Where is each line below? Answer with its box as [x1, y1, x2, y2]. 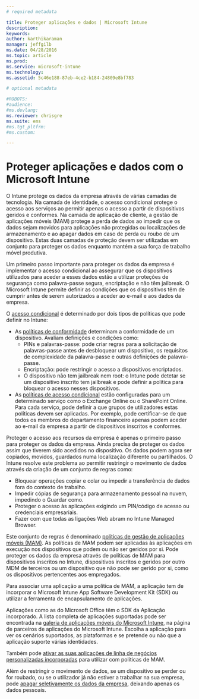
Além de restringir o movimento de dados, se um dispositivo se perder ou [6, 667, 186, 675]
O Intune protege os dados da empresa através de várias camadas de [6, 193, 177, 200]
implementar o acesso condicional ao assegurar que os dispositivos [6, 267, 172, 274]
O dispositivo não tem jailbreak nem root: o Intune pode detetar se [23, 372, 186, 379]
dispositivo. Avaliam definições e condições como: [14, 334, 139, 342]
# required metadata [6, 8, 58, 15]
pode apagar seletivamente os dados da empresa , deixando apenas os [6, 680, 180, 687]
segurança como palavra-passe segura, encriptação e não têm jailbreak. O [6, 280, 189, 287]
